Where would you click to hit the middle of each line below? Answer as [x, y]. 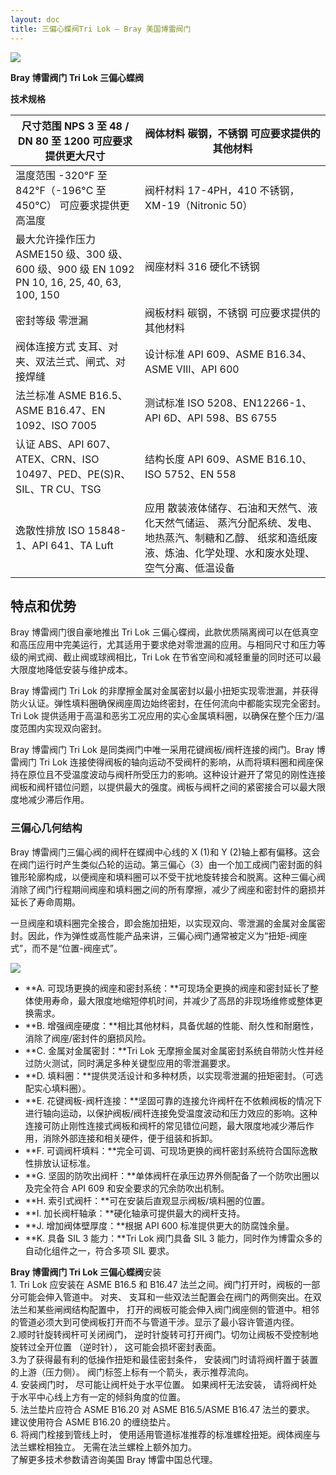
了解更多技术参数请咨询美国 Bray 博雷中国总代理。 [114, 1459]
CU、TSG [78, 489]
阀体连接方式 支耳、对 [67, 346]
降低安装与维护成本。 [88, 670]
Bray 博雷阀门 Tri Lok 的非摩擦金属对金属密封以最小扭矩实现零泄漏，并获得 [164, 691]
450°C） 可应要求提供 [67, 205]
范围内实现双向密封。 [62, 728]
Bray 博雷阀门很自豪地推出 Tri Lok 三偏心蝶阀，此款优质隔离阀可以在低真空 [164, 632]
